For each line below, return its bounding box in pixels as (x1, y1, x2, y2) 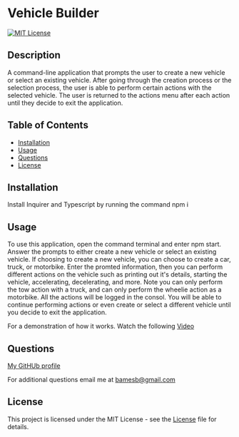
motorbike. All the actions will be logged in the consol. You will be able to (7, 293, 222, 302)
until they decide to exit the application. (7, 98, 123, 107)
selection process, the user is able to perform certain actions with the (7, 83, 212, 92)
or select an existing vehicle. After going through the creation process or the (7, 76, 232, 84)
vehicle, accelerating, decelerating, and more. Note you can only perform (7, 278, 223, 287)
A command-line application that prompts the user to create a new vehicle (7, 68, 225, 76)
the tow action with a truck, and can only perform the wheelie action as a (7, 285, 222, 294)
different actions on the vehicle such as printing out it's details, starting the (7, 270, 228, 279)
